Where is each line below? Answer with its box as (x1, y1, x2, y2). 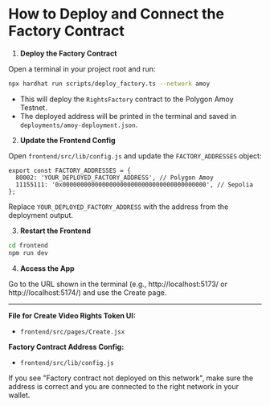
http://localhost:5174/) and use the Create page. (8, 287, 167, 297)
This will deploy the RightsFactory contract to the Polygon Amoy (19, 94, 235, 104)
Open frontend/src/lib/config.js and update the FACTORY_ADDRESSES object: (8, 150, 262, 161)
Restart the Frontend (19, 226, 91, 236)
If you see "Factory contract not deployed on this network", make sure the (8, 373, 254, 383)
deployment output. (8, 210, 74, 219)
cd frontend (8, 241, 48, 249)
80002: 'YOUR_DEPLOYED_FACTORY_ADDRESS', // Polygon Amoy (15, 174, 215, 182)
